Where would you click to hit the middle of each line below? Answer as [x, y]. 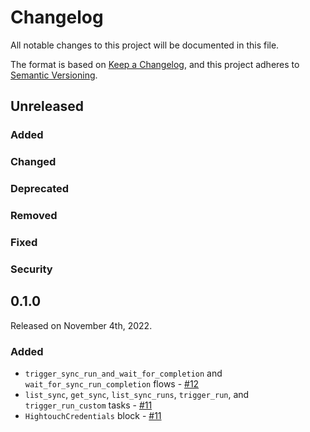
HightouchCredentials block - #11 [93, 415]
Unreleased [47, 106]
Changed [33, 162]
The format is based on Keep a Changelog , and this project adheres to [155, 64]
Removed [34, 216]
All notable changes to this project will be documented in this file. [145, 45]
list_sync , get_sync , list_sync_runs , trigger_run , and [137, 394]
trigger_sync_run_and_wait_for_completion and [123, 373]
